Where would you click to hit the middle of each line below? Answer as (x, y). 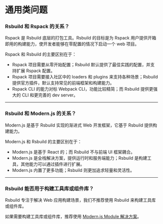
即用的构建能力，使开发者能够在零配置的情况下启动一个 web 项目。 (72, 44)
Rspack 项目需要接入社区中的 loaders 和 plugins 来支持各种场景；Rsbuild (85, 77)
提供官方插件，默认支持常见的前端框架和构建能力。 (63, 83)
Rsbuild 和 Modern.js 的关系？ (41, 113)
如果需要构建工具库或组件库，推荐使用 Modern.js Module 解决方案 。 (73, 217)
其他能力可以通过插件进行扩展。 (53, 164)
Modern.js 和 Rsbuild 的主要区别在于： (43, 141)
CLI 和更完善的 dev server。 (50, 95)
